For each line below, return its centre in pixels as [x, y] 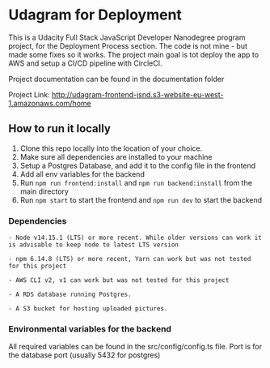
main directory [44, 191]
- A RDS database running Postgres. [70, 295]
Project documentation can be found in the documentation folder [116, 79]
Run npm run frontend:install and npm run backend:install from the [136, 182]
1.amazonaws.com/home [50, 103]
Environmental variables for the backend [90, 328]
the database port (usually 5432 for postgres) [84, 355]
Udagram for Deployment [95, 15]
